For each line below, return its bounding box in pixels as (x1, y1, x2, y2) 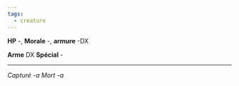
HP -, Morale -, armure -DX (7, 36, 89, 45)
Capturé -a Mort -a (7, 70, 64, 79)
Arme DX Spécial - (7, 50, 64, 59)
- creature (14, 17, 46, 24)
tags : (7, 10, 23, 18)
